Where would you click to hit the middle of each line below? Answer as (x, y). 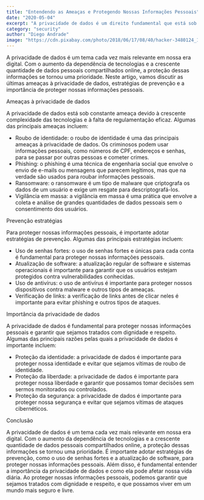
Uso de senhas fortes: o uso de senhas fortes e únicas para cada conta (104, 251)
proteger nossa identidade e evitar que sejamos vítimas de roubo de (100, 363)
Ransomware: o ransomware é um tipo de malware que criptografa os (102, 183)
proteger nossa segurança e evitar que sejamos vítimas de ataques (99, 402)
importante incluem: (31, 345)
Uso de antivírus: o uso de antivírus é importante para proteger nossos (104, 283)
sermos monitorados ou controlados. (61, 389)
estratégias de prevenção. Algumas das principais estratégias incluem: (95, 239)
